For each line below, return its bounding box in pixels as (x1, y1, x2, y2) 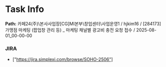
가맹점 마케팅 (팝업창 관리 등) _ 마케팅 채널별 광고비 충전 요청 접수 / (5, 26, 136, 33)
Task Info (5, 3, 44, 15)
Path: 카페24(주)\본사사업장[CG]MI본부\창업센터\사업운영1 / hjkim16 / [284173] (5, 20, 161, 26)
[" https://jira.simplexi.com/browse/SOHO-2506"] (12, 56, 113, 62)
